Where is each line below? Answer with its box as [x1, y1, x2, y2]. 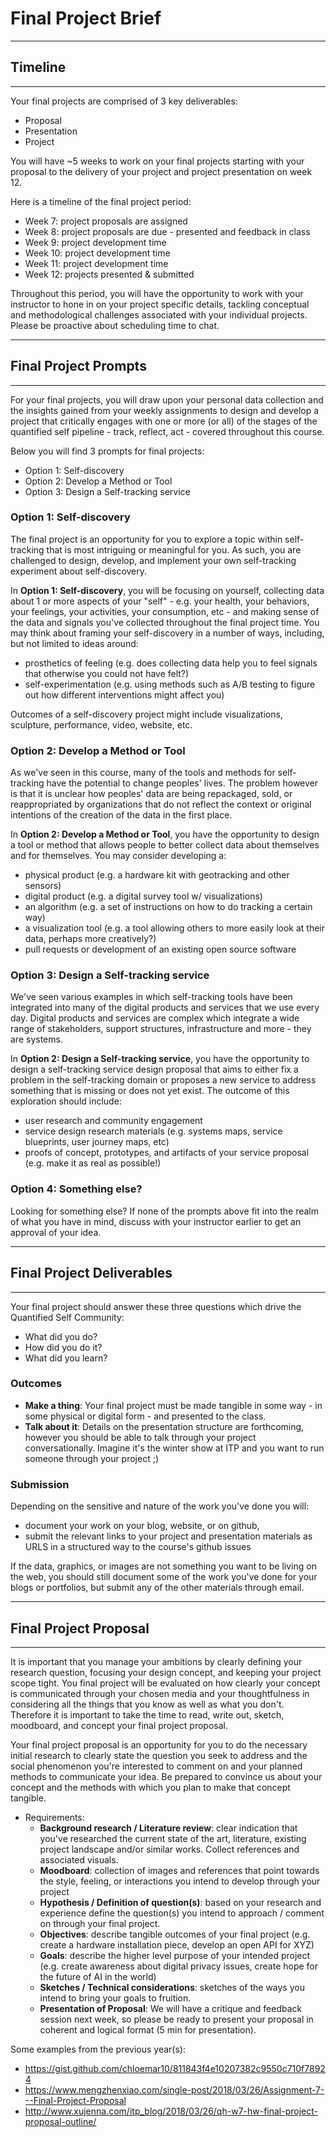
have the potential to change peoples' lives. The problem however [46, 777, 319, 789]
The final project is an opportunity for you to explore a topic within [10, 533, 283, 545]
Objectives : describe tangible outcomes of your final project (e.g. [39, 1928, 311, 1940]
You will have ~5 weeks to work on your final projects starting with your [10, 155, 305, 167]
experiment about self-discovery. [10, 565, 148, 577]
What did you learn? [24, 1352, 108, 1364]
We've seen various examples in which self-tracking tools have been [10, 991, 293, 1003]
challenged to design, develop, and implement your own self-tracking [10, 554, 297, 566]
